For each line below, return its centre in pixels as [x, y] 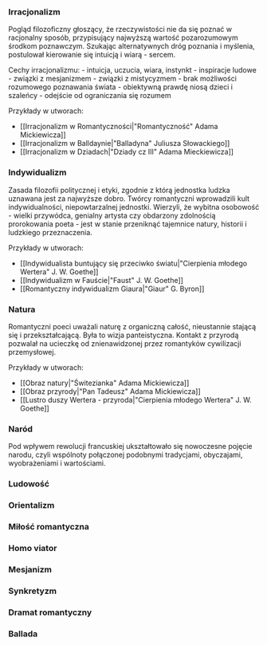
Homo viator [33, 548]
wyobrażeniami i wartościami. [57, 463]
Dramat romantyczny [50, 612]
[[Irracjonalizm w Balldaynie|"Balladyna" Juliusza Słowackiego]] [125, 144]
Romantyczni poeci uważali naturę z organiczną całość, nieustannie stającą [132, 326]
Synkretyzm [33, 591]
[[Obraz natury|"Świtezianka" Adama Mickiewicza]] [104, 383]
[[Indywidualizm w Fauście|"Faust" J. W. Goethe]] [101, 280]
